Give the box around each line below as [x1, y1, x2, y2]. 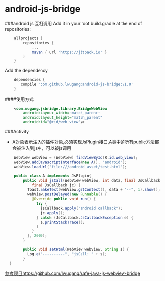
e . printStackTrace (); [40, 220, 85, 225]
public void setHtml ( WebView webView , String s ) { [23, 247, 129, 252]
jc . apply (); [40, 210, 65, 215]
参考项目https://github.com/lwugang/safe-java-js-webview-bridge [5, 270, 140, 276]
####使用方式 [5, 96, 34, 102]
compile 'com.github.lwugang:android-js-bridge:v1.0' [20, 82, 134, 87]
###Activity [5, 129, 29, 135]
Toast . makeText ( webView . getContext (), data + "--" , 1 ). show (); [27, 187, 161, 192]
